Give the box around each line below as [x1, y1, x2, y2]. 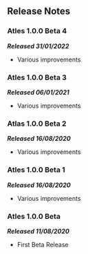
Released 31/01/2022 [7, 41, 69, 50]
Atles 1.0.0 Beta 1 [7, 165, 65, 175]
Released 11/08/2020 [7, 227, 70, 235]
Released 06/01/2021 [7, 88, 70, 96]
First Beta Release [16, 240, 69, 248]
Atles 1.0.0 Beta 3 [7, 72, 67, 82]
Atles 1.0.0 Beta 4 [7, 26, 67, 36]
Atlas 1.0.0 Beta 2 [7, 119, 67, 128]
